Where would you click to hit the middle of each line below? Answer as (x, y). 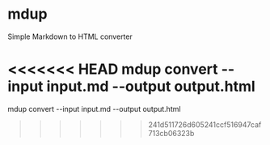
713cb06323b (171, 133)
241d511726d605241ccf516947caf (205, 124)
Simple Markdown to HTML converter (70, 36)
